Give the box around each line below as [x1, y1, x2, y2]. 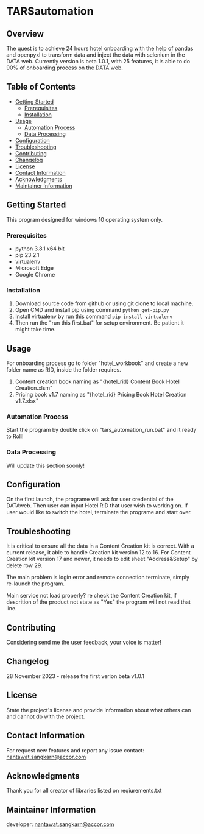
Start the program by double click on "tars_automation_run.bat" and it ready [6, 426, 197, 434]
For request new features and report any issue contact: [6, 746, 145, 754]
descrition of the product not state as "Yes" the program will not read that [6, 598, 191, 606]
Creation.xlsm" [15, 384, 53, 392]
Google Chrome [15, 270, 55, 278]
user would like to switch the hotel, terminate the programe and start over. [6, 509, 192, 516]
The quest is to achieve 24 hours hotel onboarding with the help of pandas [6, 44, 194, 52]
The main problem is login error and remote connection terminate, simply [6, 574, 190, 581]
